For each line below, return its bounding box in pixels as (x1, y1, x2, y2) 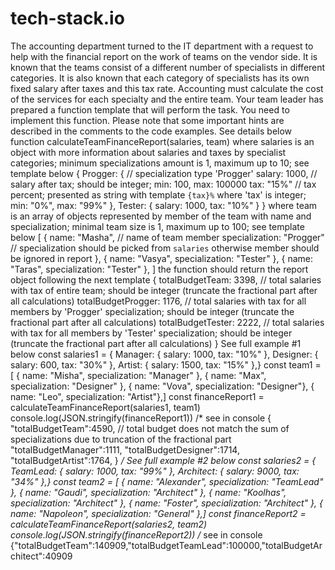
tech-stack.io (10, 7, 125, 30)
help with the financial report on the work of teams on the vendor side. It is (10, 50, 318, 62)
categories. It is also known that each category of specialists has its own (10, 72, 310, 84)
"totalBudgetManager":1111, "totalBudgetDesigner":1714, (10, 443, 240, 456)
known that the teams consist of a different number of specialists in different (10, 61, 326, 73)
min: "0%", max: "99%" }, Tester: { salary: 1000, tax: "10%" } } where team (10, 199, 318, 211)
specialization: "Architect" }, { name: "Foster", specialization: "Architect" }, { (10, 497, 323, 509)
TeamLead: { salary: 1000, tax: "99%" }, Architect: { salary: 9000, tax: (10, 465, 300, 477)
